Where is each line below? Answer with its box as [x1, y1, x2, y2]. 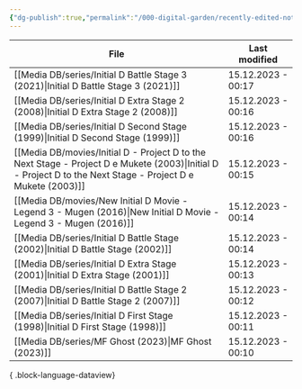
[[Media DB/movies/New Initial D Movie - [13, 194, 189, 207]
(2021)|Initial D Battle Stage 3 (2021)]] [13, 79, 181, 92]
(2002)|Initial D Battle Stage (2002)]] [13, 242, 173, 255]
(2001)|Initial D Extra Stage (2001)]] [13, 268, 170, 281]
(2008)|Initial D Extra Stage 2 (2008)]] [13, 105, 178, 118]
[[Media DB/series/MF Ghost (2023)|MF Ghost [13, 335, 212, 348]
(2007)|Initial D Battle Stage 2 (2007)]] [13, 294, 181, 307]
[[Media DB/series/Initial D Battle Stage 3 [13, 68, 187, 81]
